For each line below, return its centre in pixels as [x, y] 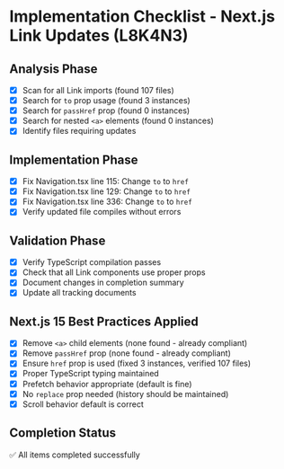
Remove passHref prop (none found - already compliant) [127, 353]
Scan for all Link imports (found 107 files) [98, 90]
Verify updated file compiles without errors [102, 212]
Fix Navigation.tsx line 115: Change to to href [105, 181]
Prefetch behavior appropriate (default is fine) [107, 384]
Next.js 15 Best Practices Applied [104, 321]
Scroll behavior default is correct [83, 404]
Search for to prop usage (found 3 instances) [106, 101]
